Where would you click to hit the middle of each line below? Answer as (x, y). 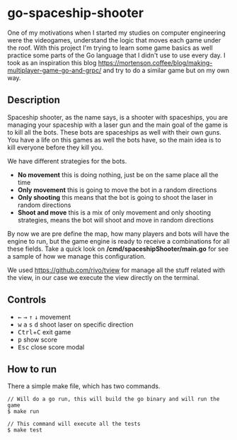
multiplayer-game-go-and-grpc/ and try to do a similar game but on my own (118, 70)
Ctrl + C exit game (44, 332)
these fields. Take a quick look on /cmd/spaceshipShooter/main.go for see (118, 249)
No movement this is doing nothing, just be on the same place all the (118, 174)
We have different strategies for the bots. (67, 161)
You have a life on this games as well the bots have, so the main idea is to (114, 140)
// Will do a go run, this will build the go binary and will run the (114, 399)
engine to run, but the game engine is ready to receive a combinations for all (118, 241)
